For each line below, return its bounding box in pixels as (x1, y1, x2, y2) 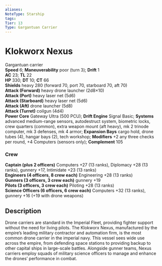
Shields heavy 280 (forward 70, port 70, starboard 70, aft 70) (5, 83, 128, 89)
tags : (5, 16, 16, 21)
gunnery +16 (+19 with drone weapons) (5, 193, 84, 199)
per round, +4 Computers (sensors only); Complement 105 (5, 139, 123, 145)
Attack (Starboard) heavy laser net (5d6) (5, 98, 88, 104)
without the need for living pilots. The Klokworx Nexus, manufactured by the (5, 225, 158, 231)
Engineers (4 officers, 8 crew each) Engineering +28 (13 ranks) (5, 172, 133, 178)
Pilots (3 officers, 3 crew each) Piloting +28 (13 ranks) (5, 182, 114, 189)
